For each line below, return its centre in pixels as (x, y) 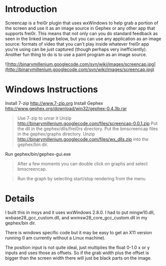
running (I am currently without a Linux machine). (55, 238)
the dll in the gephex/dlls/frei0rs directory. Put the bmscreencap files (88, 129)
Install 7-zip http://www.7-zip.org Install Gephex (54, 103)
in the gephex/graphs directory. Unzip (56, 134)
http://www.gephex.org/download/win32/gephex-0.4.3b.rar (66, 108)
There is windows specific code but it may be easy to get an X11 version (79, 232)
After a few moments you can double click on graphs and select (82, 164)
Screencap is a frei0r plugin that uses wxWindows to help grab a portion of (82, 23)
